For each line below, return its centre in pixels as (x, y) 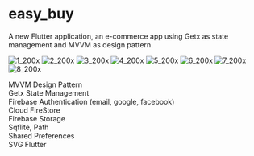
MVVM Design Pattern (46, 84)
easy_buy (41, 14)
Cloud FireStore (34, 110)
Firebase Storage (37, 118)
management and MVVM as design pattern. (81, 44)
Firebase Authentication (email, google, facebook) (92, 101)
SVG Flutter (27, 144)
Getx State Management (49, 92)
